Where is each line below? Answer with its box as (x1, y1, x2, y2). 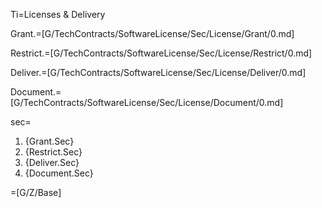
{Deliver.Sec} (24, 157, 80, 168)
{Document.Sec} (24, 167, 94, 179)
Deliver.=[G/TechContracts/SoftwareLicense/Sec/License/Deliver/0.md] (10, 67, 307, 78)
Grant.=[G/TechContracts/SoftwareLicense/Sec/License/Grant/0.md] (10, 28, 295, 39)
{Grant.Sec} (24, 135, 75, 147)
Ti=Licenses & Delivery (10, 9, 106, 20)
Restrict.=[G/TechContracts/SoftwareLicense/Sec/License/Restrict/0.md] (10, 47, 313, 59)
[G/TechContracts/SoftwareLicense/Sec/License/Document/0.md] (10, 97, 284, 108)
